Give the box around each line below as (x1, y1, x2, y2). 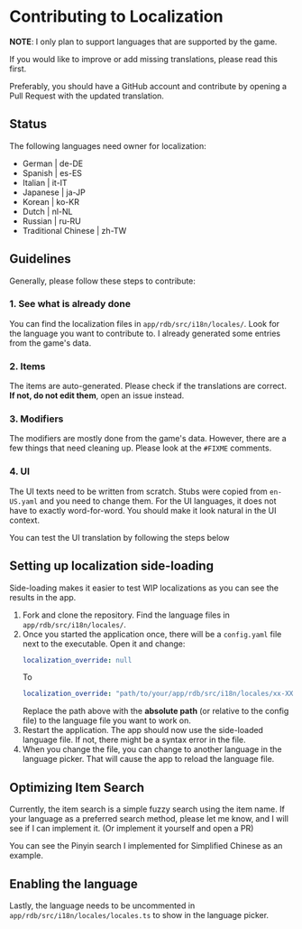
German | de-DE (22, 158, 84, 169)
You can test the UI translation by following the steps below (9, 532, 230, 543)
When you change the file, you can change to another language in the (22, 744, 282, 755)
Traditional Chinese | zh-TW (22, 225, 127, 236)
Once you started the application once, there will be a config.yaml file (22, 628, 282, 639)
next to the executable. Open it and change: (22, 638, 186, 649)
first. (9, 63, 27, 74)
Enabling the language (9, 876, 138, 891)
